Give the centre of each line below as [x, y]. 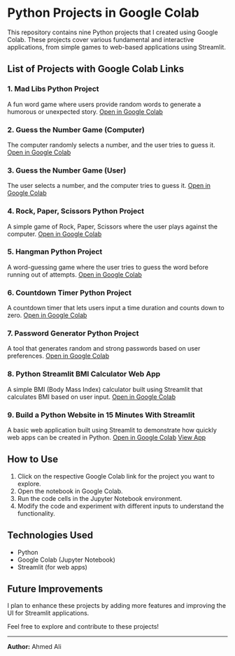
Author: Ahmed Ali [34, 647]
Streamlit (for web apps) [52, 567]
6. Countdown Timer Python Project [69, 293]
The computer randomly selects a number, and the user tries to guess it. [111, 145]
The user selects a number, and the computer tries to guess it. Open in [109, 186]
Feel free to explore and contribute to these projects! [83, 627]
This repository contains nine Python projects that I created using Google [113, 32]
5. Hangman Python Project [55, 252]
